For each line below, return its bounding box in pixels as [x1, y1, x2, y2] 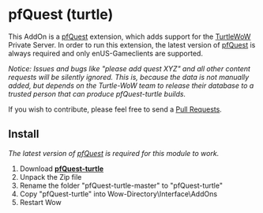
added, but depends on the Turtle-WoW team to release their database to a [8, 81, 254, 90]
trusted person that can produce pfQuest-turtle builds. [8, 89, 186, 98]
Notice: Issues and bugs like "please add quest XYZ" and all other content [8, 63, 251, 73]
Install [8, 127, 39, 141]
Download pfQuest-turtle [19, 164, 104, 173]
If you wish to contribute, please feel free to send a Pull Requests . [8, 105, 223, 114]
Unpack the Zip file [19, 172, 82, 181]
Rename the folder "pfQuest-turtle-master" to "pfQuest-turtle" [19, 181, 224, 190]
